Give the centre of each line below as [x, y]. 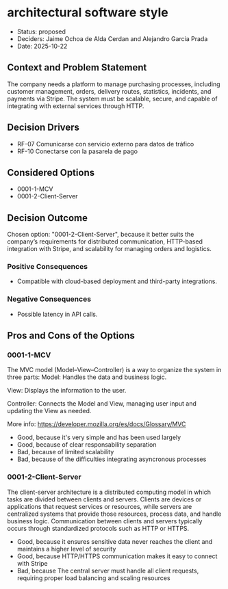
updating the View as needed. [49, 411]
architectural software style [88, 13]
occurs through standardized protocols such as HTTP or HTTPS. [98, 528]
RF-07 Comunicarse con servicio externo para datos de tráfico [105, 144]
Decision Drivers [43, 128]
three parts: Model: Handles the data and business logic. [87, 377]
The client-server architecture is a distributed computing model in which [109, 492]
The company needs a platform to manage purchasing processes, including [114, 84]
